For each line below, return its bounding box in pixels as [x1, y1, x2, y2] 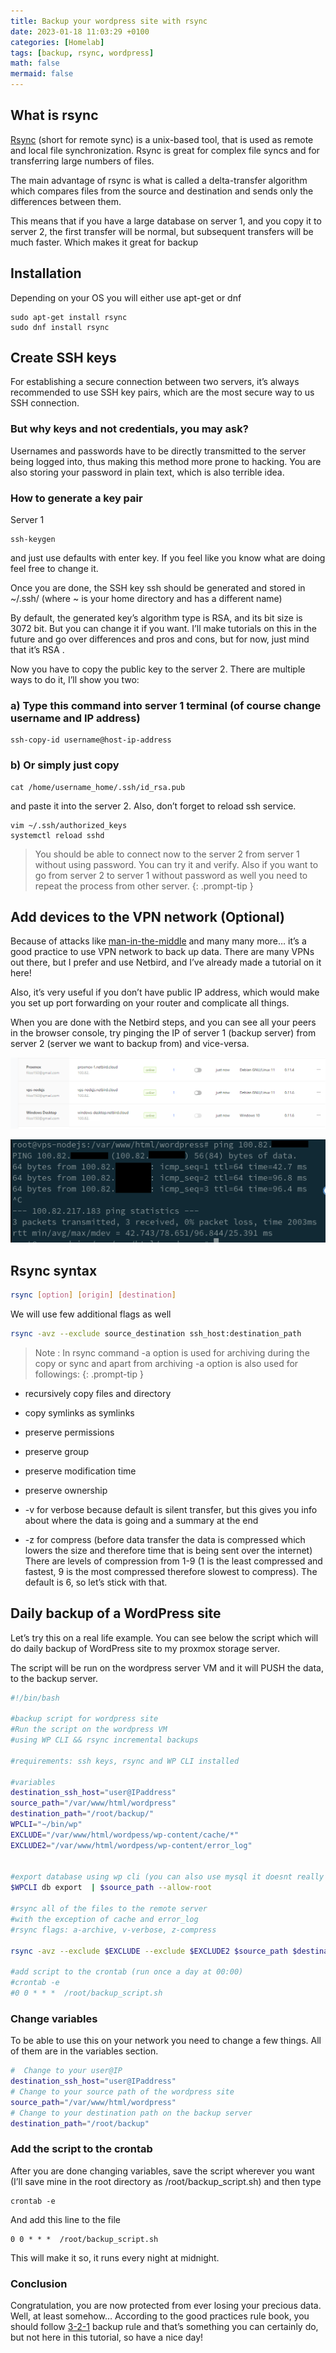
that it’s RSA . [10, 644, 65, 656]
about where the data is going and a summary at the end [24, 1514, 259, 1526]
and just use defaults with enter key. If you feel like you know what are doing [10, 552, 326, 564]
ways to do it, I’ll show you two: [10, 674, 140, 686]
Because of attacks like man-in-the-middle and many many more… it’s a [10, 935, 307, 947]
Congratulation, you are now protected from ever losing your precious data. [10, 2300, 322, 2312]
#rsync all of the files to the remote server [10, 1904, 208, 1914]
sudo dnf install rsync [10, 322, 110, 332]
